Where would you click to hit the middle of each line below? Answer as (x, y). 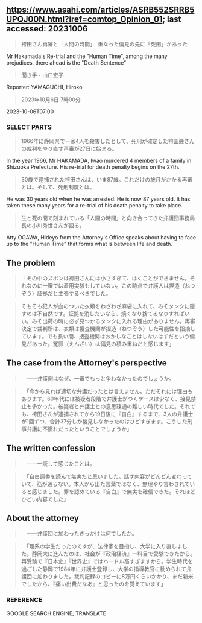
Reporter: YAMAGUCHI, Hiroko (44, 87)
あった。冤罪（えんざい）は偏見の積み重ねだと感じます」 (103, 344)
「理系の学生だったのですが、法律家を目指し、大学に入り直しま (104, 546)
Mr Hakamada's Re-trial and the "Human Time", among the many (87, 56)
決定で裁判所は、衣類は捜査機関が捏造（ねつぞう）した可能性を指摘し (108, 329)
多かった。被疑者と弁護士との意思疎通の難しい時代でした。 (106, 406)
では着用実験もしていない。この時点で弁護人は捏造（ (119, 285)
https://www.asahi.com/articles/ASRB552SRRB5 (100, 10)
